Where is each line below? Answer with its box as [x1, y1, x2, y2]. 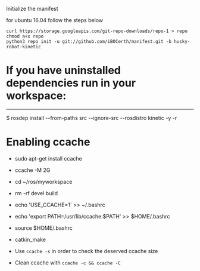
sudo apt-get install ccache [14, 155, 82, 162]
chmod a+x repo [6, 33, 44, 39]
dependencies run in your [6, 76, 136, 90]
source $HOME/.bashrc [14, 224, 73, 232]
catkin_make [14, 236, 46, 243]
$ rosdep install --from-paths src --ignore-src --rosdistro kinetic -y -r [6, 114, 177, 121]
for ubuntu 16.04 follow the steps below [6, 17, 104, 23]
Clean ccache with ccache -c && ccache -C [14, 259, 121, 266]
